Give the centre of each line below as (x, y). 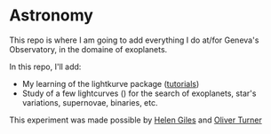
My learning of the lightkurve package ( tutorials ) (111, 83)
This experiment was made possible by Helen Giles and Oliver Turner (135, 120)
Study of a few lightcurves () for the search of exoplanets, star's (139, 93)
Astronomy (51, 16)
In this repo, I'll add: (45, 67)
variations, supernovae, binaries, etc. (90, 102)
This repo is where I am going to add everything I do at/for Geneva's (134, 40)
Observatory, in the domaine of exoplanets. (88, 49)
